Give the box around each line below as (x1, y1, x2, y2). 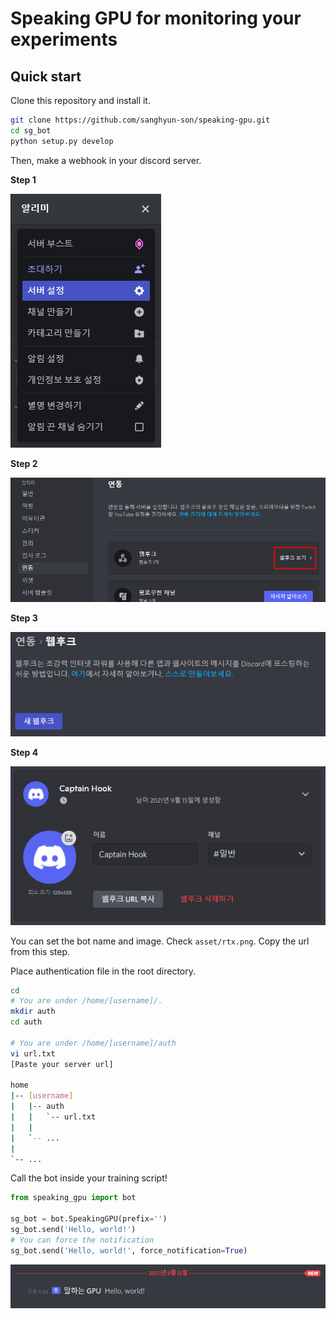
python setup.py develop (10, 136, 114, 146)
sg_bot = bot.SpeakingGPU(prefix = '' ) (10, 1214, 168, 1224)
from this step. (10, 945, 70, 957)
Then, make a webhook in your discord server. (10, 154, 202, 166)
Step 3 (10, 612, 38, 624)
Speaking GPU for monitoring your (10, 7, 302, 30)
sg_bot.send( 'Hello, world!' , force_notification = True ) (10, 1245, 248, 1256)
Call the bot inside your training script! (10, 1172, 168, 1184)
